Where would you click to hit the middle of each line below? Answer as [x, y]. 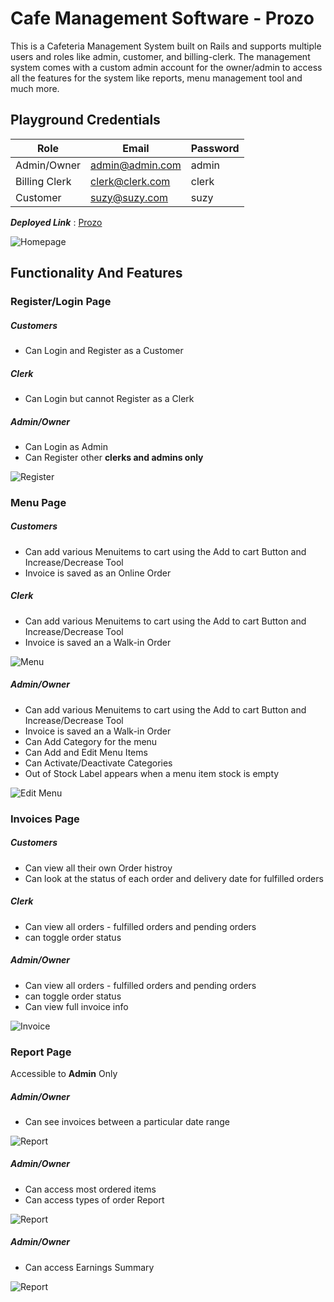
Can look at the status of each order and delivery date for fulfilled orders [174, 878]
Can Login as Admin [66, 446]
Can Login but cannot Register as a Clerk [109, 398]
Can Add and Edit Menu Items [86, 752]
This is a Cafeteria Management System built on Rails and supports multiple [166, 46]
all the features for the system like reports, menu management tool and [156, 78]
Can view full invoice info [76, 1006]
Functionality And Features [96, 273]
